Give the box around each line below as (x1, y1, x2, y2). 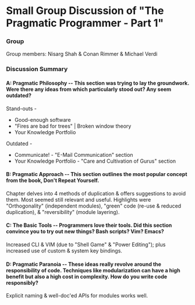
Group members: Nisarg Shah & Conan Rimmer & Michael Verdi (6, 51, 158, 58)
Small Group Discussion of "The (6, 4, 164, 17)
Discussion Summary (6, 65, 68, 73)
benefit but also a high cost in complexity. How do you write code (6, 273, 168, 280)
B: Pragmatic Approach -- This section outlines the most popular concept (6, 171, 187, 178)
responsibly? (6, 279, 39, 286)
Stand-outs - (6, 105, 37, 112)
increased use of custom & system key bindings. (6, 247, 122, 254)
